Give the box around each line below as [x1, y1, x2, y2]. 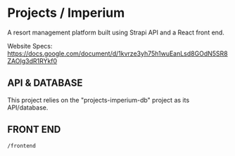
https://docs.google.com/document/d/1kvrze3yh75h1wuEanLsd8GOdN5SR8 [7, 49, 228, 58]
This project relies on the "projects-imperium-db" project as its [7, 96, 190, 104]
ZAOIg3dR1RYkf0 [7, 56, 58, 65]
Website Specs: [7, 41, 53, 50]
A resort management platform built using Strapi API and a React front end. [7, 28, 225, 37]
